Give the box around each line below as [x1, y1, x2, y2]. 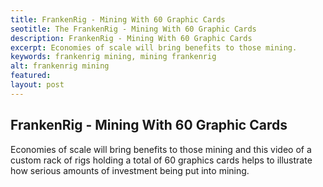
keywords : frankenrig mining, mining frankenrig [10, 52, 217, 62]
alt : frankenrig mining [10, 61, 110, 71]
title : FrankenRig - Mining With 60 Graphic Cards [10, 14, 226, 25]
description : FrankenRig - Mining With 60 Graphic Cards [10, 33, 253, 43]
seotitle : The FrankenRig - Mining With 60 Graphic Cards [10, 24, 257, 34]
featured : [10, 71, 52, 81]
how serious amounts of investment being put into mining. [10, 164, 250, 176]
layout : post [10, 80, 65, 90]
